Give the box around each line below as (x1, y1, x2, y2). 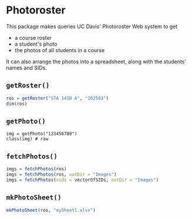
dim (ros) (6, 101, 28, 107)
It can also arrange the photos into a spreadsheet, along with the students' (6, 58, 187, 65)
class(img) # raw (6, 136, 49, 142)
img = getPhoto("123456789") (6, 131, 78, 137)
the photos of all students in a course (14, 46, 105, 53)
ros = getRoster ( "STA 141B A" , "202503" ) (6, 95, 109, 101)
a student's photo (14, 40, 58, 47)
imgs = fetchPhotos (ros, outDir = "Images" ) (6, 172, 117, 177)
